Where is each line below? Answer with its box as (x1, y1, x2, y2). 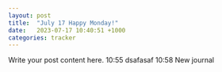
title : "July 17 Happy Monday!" (8, 19, 119, 27)
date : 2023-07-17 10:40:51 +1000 (8, 26, 126, 34)
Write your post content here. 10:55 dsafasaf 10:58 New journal (8, 55, 215, 65)
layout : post (8, 11, 52, 20)
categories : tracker (8, 33, 77, 42)
